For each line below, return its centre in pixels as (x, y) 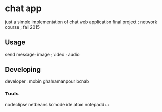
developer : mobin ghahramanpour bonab (47, 81)
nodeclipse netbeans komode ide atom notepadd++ (58, 104)
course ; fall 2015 (23, 27)
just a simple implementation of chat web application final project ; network (81, 22)
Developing (23, 69)
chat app (23, 9)
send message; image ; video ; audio (42, 54)
